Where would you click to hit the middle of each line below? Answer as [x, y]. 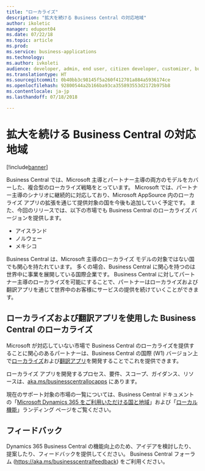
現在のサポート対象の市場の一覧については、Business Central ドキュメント [100, 394]
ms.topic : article [30, 40]
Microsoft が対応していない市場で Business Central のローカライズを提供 [98, 345]
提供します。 [49, 218]
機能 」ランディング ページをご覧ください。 [60, 409]
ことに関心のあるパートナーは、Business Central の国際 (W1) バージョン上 [105, 353]
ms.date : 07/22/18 [30, 35]
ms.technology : [26, 57]
